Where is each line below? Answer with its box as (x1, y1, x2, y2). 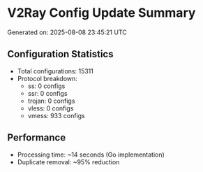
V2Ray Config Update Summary (7, 5, 196, 21)
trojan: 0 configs (27, 96, 75, 105)
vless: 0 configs (27, 103, 74, 113)
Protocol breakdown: (17, 74, 78, 83)
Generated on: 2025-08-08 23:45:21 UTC (7, 28, 127, 36)
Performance (7, 131, 66, 144)
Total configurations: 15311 (17, 66, 94, 75)
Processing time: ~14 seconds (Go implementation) (17, 150, 165, 159)
